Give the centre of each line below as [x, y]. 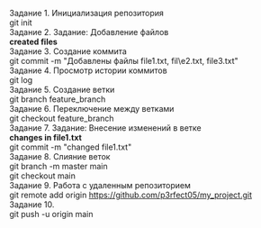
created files [34, 41]
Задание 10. [32, 205]
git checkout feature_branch [62, 118]
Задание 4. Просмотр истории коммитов [89, 70]
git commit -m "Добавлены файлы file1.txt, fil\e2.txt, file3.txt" [124, 61]
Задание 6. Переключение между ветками [92, 109]
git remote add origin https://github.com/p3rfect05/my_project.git [130, 195]
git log [21, 80]
